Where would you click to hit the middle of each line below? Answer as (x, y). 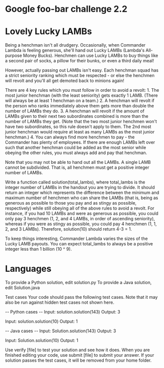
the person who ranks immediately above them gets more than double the (80, 106)
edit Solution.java (23, 288)
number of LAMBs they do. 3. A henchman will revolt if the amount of (75, 111)
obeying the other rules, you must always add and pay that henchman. (76, 153)
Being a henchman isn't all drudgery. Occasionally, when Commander (75, 45)
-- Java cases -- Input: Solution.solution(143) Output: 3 (61, 331)
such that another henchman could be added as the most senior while (76, 148)
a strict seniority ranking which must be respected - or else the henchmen (80, 76)
